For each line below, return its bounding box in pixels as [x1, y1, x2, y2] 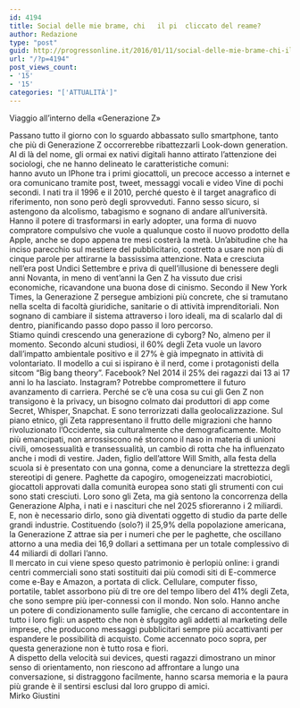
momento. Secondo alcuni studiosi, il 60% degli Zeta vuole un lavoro [9, 339, 262, 350]
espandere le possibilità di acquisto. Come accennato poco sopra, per [9, 633, 268, 644]
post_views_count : [9, 63, 78, 72]
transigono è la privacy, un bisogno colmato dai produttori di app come [9, 395, 271, 407]
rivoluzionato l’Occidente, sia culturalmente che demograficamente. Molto [9, 424, 281, 434]
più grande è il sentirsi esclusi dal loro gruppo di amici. [9, 680, 210, 691]
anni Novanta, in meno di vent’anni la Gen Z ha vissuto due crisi [9, 272, 243, 282]
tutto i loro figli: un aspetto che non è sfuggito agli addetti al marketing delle [9, 614, 287, 625]
